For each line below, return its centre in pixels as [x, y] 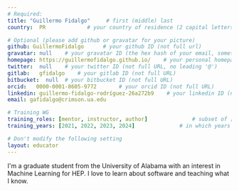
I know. [18, 181]
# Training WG [28, 113]
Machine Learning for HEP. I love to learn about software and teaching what [118, 173]
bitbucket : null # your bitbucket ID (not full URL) [90, 80]
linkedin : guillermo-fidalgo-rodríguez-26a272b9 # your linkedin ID [116, 93]
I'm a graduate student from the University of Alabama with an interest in [114, 165]
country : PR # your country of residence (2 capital [108, 27]
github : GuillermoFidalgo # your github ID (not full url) [105, 47]
